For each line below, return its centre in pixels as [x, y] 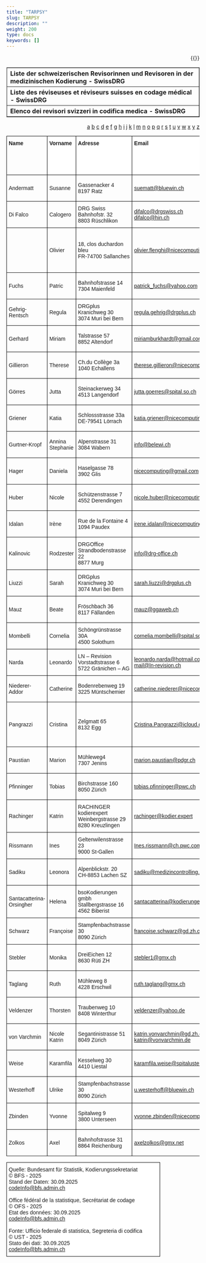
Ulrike [56, 1090]
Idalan [16, 524]
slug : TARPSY [23, 18]
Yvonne [58, 1116]
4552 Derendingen [100, 501]
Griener [18, 418]
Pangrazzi [21, 724]
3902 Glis [89, 474]
